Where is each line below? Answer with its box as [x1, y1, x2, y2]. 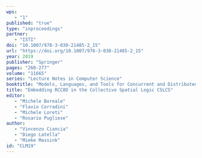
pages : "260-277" [6, 64, 50, 71]
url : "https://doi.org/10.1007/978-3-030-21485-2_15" [6, 48, 144, 54]
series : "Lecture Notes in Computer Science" [6, 76, 122, 82]
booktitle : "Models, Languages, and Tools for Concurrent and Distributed [6, 82, 198, 88]
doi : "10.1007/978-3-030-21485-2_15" [6, 43, 101, 49]
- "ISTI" [14, 37, 36, 43]
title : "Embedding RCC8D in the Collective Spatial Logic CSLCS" [6, 87, 173, 93]
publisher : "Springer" [6, 59, 63, 65]
